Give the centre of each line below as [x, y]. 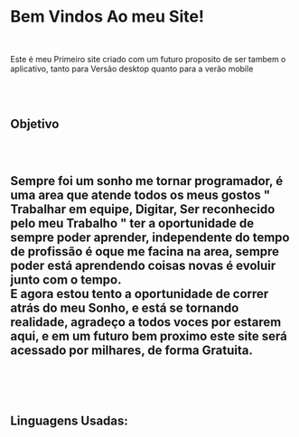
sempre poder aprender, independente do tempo [150, 237]
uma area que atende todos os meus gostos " [140, 195]
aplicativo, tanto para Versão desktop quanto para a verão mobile [132, 69]
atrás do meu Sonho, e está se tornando [125, 307]
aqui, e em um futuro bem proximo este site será [149, 336]
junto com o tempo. [66, 279]
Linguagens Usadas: [70, 421]
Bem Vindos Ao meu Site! [107, 17]
